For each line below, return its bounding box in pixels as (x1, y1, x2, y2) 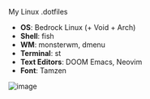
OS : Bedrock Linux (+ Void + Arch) (19, 23, 136, 32)
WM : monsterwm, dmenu (19, 40, 105, 49)
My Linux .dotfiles (8, 7, 68, 16)
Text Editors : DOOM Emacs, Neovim (19, 57, 143, 67)
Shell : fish (19, 32, 54, 41)
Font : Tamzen (19, 66, 67, 75)
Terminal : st (19, 49, 62, 58)
